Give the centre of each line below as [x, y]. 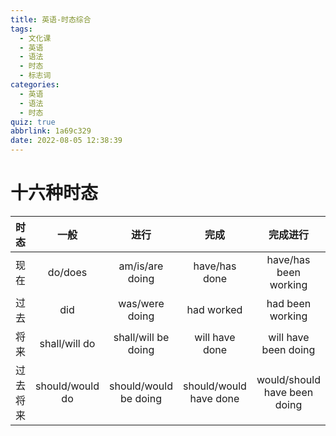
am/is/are [141, 266]
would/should [288, 379]
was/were [141, 303]
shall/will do [67, 343]
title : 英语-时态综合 [51, 19]
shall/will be [141, 337]
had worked [214, 309]
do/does [67, 272]
